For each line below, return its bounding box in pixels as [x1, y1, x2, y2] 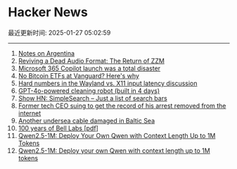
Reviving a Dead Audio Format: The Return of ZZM [18, 56, 165, 65]
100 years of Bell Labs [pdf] [18, 124, 99, 132]
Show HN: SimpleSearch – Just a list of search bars [18, 94, 167, 102]
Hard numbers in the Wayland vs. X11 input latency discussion [18, 79, 198, 87]
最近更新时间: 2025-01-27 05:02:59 [8, 28, 111, 37]
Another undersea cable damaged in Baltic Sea [18, 116, 155, 125]
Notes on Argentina [18, 49, 75, 57]
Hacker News [8, 4, 89, 20]
